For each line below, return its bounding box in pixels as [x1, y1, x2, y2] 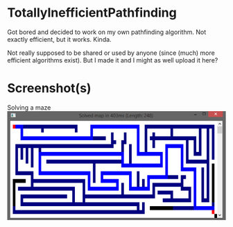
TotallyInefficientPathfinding [7, 5, 177, 21]
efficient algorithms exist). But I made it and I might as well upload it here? [7, 56, 218, 64]
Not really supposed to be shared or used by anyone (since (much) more [7, 49, 215, 57]
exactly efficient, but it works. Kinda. [7, 35, 112, 43]
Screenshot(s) [7, 81, 92, 96]
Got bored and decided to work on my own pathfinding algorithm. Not [7, 28, 207, 36]
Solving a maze [7, 103, 51, 112]
